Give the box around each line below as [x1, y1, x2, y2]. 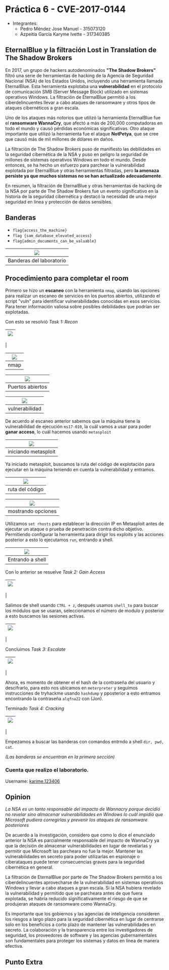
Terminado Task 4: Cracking [5, 705, 65, 712]
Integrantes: [12, 20, 38, 26]
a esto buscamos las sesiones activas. [5, 613, 85, 619]
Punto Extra [5, 958, 43, 966]
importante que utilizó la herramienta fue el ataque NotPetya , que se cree [5, 131, 159, 137]
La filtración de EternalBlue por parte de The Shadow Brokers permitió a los [5, 874, 162, 880]
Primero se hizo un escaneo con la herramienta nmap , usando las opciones [5, 288, 160, 294]
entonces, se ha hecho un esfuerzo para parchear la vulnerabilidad [5, 162, 145, 168]
